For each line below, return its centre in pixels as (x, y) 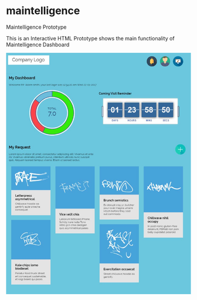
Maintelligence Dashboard (38, 45)
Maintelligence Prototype (36, 27)
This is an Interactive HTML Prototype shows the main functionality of (90, 38)
